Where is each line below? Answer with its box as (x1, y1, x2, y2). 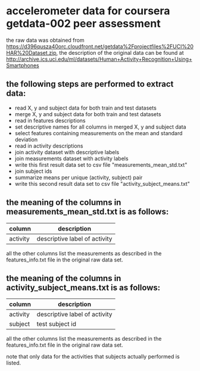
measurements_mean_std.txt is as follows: (6, 207, 169, 217)
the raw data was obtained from (6, 36, 85, 43)
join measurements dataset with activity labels (14, 155, 129, 162)
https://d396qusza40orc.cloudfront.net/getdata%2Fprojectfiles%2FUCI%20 (6, 43, 194, 50)
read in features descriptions (14, 117, 86, 124)
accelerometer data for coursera (6, 4, 171, 18)
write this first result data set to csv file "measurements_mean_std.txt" (14, 161, 187, 168)
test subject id (36, 320, 76, 328)
